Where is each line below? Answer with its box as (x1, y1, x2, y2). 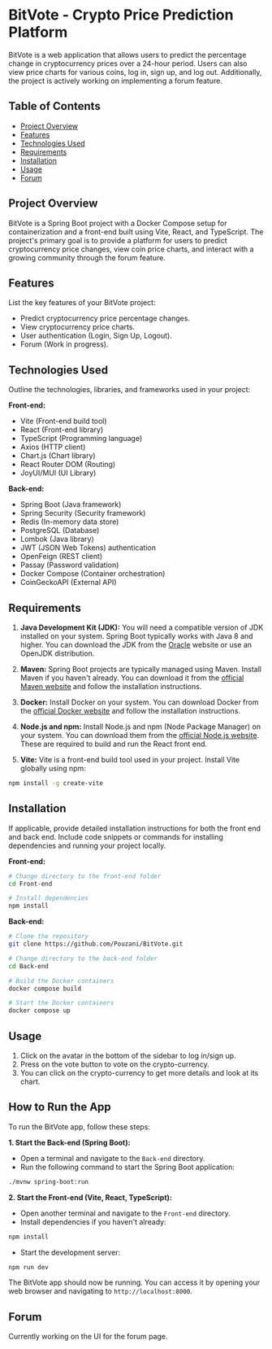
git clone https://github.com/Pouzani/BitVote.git (8, 940, 183, 949)
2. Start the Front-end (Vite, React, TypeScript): (8, 1192, 172, 1202)
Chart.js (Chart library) (19, 451, 96, 461)
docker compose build (8, 984, 82, 993)
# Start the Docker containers (8, 999, 114, 1007)
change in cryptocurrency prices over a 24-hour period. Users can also (8, 59, 248, 68)
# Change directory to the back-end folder (8, 954, 158, 963)
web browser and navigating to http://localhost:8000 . (8, 1286, 193, 1296)
